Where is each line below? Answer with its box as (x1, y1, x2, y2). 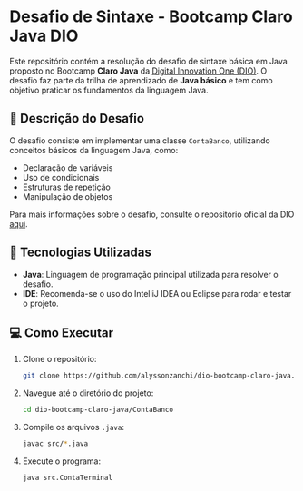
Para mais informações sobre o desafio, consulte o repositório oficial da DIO (9, 209, 295, 220)
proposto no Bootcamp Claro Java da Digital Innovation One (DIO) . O (9, 65, 268, 76)
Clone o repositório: (22, 354, 97, 365)
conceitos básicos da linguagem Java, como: (9, 144, 179, 155)
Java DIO (9, 25, 79, 46)
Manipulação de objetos (22, 191, 113, 201)
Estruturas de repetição (22, 182, 112, 192)
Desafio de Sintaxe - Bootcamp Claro (9, 6, 293, 27)
